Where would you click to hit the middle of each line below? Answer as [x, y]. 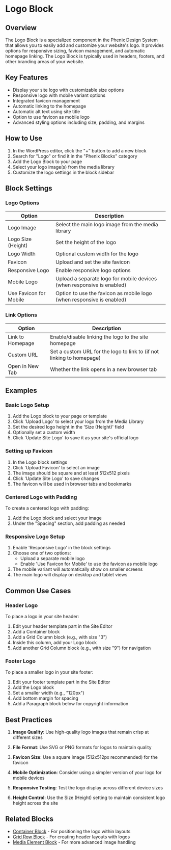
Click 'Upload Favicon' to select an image [56, 467]
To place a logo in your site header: [42, 616]
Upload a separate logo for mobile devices [106, 279]
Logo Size [20, 239]
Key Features [27, 78]
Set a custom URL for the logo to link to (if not [105, 351]
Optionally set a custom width [44, 432]
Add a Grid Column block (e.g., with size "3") [60, 637]
